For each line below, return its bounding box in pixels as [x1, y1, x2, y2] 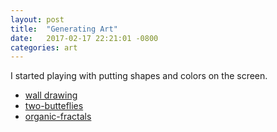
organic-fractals [24, 111, 92, 123]
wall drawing [24, 89, 78, 101]
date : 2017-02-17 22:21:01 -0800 [10, 33, 159, 43]
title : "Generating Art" [10, 24, 118, 34]
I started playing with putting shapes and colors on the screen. [10, 70, 268, 82]
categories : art [10, 42, 78, 53]
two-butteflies [24, 100, 84, 112]
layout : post [10, 14, 65, 25]
